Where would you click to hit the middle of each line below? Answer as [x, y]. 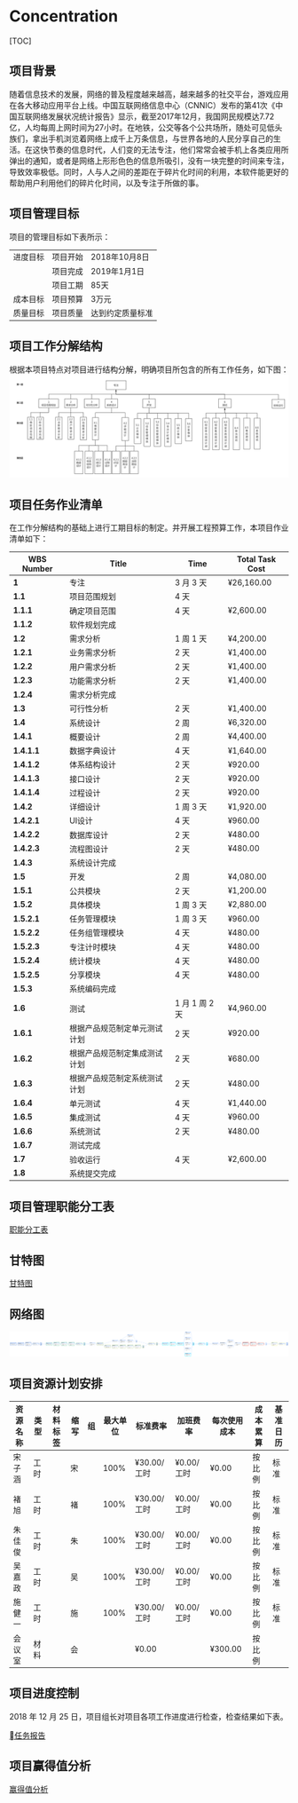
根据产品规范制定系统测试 [116, 1078]
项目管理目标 [44, 214]
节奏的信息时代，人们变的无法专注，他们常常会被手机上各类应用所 [168, 149]
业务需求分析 [93, 652]
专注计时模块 [93, 946]
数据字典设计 [93, 751]
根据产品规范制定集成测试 [116, 1053]
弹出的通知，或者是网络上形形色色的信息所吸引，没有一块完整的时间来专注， [149, 161]
